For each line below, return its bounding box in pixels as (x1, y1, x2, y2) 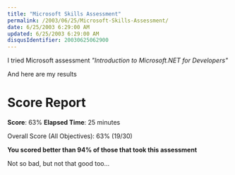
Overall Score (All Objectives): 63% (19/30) (7, 132, 133, 140)
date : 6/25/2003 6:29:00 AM (7, 23, 90, 30)
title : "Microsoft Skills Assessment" (7, 10, 121, 18)
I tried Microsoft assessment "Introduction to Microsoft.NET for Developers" (7, 56, 229, 64)
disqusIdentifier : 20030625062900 (7, 37, 109, 44)
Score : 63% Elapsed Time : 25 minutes (7, 118, 121, 127)
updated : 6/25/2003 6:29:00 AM (7, 30, 100, 38)
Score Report (7, 95, 86, 111)
